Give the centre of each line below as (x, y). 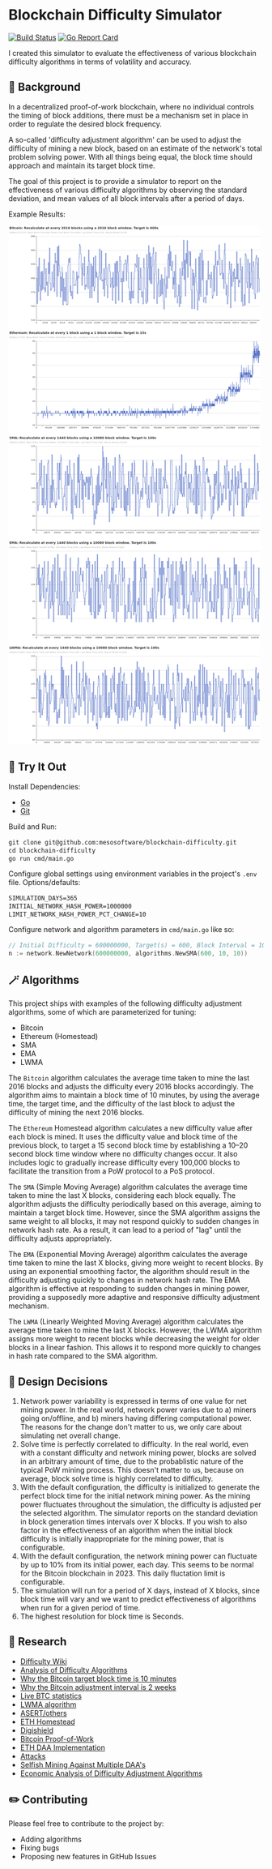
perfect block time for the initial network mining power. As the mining (135, 1495)
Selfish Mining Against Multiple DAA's (83, 1764)
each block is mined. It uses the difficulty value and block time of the (123, 1137)
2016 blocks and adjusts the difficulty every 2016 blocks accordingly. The (131, 1087)
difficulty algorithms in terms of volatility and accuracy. (100, 62)
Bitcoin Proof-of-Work (57, 1739)
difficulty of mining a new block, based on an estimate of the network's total (135, 148)
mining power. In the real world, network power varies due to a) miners (138, 1409)
